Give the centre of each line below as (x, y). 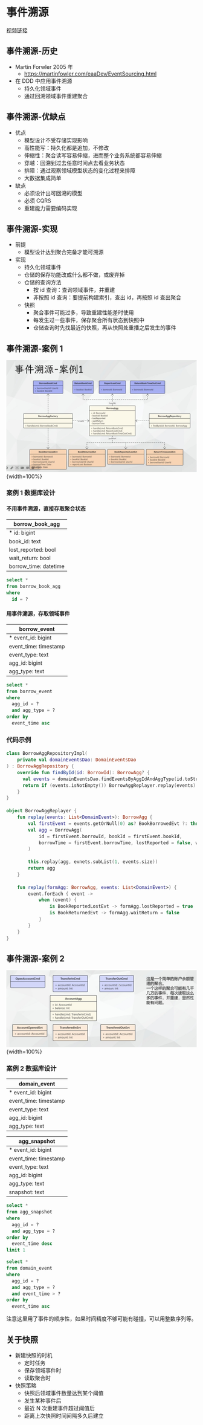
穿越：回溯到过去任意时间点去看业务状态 (74, 163)
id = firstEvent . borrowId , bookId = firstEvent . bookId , (110, 836)
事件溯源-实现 (32, 229)
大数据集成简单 (43, 178)
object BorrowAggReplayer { (42, 811)
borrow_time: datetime (37, 566)
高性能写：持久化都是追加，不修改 (66, 147)
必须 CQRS (37, 201)
